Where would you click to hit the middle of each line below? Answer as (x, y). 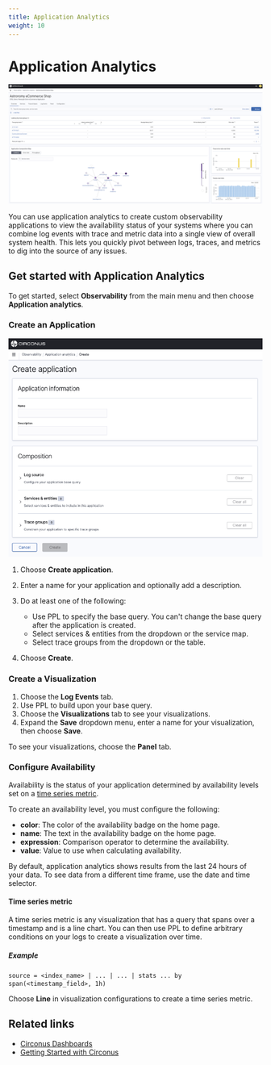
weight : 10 (27, 25)
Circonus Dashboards (56, 1043)
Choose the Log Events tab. (67, 696)
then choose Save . (51, 731)
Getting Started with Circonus (69, 1052)
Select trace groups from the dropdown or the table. (119, 642)
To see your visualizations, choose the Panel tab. (90, 746)
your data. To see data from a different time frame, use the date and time (129, 875)
